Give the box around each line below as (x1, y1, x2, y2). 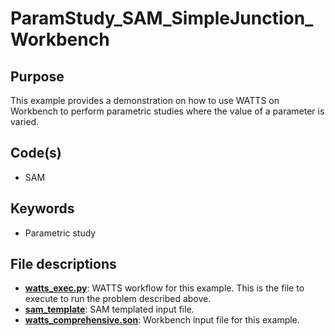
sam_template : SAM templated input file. (24, 303, 195, 316)
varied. (10, 116, 40, 127)
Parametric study (24, 227, 97, 239)
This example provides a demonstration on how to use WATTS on (10, 95, 280, 106)
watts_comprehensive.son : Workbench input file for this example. (24, 314, 300, 326)
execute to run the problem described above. (24, 293, 212, 305)
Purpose (10, 68, 65, 85)
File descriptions (10, 256, 117, 273)
